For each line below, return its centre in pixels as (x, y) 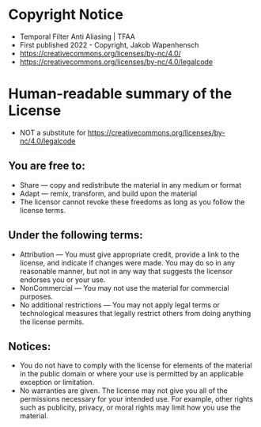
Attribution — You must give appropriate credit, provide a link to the (129, 254)
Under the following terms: (76, 235)
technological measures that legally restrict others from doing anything (135, 313)
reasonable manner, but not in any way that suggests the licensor (126, 271)
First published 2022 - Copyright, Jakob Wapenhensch (109, 44)
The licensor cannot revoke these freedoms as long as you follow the (132, 202)
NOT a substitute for (53, 132)
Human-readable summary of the (120, 94)
